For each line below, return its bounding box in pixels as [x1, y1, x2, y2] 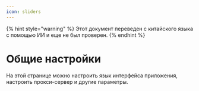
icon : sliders [6, 8, 42, 15]
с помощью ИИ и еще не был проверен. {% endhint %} [6, 31, 146, 39]
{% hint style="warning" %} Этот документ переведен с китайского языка [6, 25, 193, 32]
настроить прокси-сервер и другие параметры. [6, 78, 129, 85]
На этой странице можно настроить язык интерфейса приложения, [6, 72, 178, 79]
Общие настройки [6, 52, 101, 65]
